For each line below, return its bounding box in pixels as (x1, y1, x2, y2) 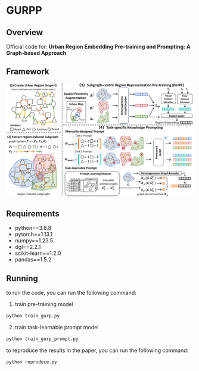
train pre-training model (14, 301, 73, 308)
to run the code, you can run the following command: (6, 289, 137, 297)
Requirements (6, 208, 60, 219)
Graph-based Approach (6, 49, 67, 57)
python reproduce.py (6, 358, 58, 365)
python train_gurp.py (6, 313, 60, 319)
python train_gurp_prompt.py (6, 336, 79, 342)
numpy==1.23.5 (14, 237, 54, 244)
